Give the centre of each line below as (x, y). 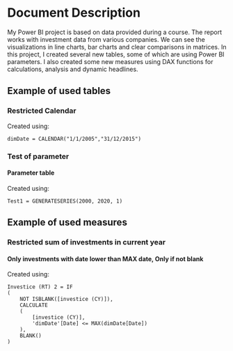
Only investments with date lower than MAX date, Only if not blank (105, 258)
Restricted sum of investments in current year (86, 242)
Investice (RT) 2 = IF (40, 287)
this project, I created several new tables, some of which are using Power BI (116, 54)
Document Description (74, 13)
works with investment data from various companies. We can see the (106, 39)
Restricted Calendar (42, 111)
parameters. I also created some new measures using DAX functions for (110, 61)
